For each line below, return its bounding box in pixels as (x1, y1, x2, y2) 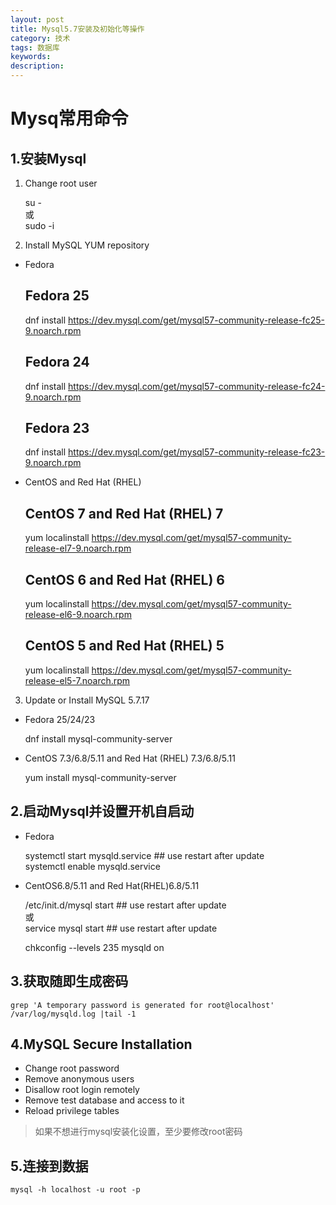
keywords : (10, 52, 52, 62)
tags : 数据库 (10, 42, 60, 53)
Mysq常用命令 (10, 107, 129, 130)
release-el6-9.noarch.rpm (24, 609, 132, 621)
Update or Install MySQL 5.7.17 (24, 694, 150, 706)
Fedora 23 (24, 420, 90, 437)
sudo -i (24, 220, 55, 231)
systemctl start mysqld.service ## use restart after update (24, 849, 265, 861)
